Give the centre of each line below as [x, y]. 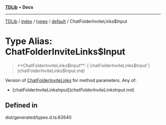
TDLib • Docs [19, 7]
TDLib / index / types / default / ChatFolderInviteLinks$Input [66, 21]
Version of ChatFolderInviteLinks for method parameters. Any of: [71, 80]
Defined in [21, 105]
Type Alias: [29, 41]
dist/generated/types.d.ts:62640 [38, 117]
